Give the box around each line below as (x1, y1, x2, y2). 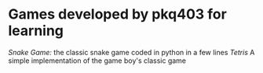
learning (8, 22, 64, 40)
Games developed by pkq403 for (8, 5, 228, 23)
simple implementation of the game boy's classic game (8, 56, 187, 65)
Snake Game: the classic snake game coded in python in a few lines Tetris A (8, 47, 255, 57)
